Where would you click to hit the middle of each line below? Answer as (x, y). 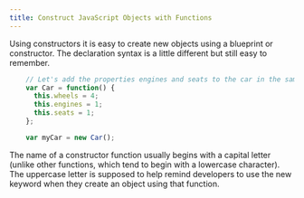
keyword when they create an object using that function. (114, 184)
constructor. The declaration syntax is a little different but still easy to (138, 53)
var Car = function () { (71, 88)
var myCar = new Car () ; (71, 137)
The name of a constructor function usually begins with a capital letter (140, 155)
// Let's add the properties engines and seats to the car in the (153, 79)
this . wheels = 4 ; (66, 96)
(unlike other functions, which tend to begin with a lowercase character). (145, 165)
